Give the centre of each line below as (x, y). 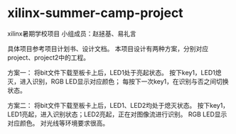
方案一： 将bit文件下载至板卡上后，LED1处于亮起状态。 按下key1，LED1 (111, 72)
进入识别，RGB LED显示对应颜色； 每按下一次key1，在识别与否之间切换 (124, 81)
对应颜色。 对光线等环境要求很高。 (58, 123)
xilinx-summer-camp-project (95, 13)
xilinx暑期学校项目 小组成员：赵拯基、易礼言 (72, 33)
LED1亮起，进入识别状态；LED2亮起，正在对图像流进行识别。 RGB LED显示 (117, 114)
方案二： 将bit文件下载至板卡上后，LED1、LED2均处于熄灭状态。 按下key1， (118, 105)
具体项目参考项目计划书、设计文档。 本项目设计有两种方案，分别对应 (108, 48)
